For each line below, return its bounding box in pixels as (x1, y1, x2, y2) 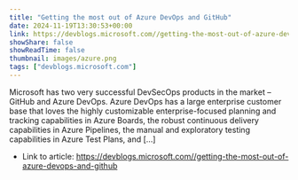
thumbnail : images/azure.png (9, 54, 117, 63)
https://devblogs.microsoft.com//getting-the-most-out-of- (75, 151, 289, 161)
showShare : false (9, 37, 74, 47)
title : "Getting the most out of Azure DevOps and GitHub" (9, 12, 232, 22)
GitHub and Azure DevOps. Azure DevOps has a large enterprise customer (9, 96, 282, 106)
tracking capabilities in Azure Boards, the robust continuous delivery (9, 114, 260, 125)
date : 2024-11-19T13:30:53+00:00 (9, 21, 133, 30)
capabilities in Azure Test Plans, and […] (9, 134, 156, 145)
